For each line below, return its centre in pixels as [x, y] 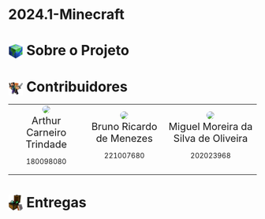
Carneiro [47, 133]
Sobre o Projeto [78, 51]
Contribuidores [77, 86]
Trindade [46, 145]
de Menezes [125, 139]
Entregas [56, 202]
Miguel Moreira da [211, 127]
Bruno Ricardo [124, 127]
